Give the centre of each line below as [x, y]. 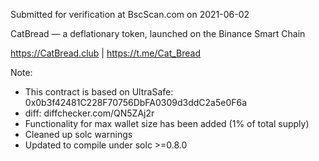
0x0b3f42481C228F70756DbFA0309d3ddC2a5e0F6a [136, 102]
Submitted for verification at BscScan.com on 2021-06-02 [130, 14]
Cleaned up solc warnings [78, 134]
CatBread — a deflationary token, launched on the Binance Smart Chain [158, 33]
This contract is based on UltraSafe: [99, 92]
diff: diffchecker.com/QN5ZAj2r [89, 113]
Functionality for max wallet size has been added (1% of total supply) [167, 123]
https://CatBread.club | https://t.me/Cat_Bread [105, 53]
